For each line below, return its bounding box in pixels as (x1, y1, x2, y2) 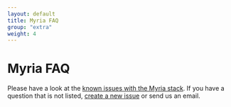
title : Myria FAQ (7, 17, 59, 24)
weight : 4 (7, 30, 37, 38)
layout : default (7, 10, 55, 18)
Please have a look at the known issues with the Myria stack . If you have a (7, 84, 225, 93)
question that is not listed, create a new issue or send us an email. (7, 91, 200, 100)
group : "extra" (7, 23, 53, 30)
